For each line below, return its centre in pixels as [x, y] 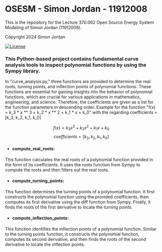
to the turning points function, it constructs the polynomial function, [72, 234]
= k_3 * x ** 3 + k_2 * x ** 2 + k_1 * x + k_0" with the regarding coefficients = [81, 112]
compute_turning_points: [38, 181]
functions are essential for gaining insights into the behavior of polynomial [79, 92]
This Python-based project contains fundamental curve [72, 59]
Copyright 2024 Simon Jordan [35, 37]
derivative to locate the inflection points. [45, 244]
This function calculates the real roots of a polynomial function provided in [79, 159]
